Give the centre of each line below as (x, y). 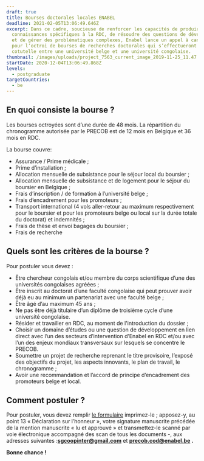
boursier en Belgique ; (43, 187)
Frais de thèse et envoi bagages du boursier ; (72, 226)
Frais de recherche (39, 232)
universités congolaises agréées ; (57, 284)
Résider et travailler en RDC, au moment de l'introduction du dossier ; (102, 323)
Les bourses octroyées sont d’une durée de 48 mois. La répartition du (93, 125)
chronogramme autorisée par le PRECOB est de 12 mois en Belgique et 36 (99, 131)
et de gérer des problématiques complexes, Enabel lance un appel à (100, 40)
